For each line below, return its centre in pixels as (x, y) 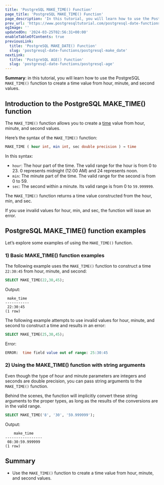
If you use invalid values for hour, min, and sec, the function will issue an (78, 210)
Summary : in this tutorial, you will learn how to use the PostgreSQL (72, 78)
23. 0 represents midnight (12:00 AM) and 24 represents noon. (75, 170)
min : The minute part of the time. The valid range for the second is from (84, 176)
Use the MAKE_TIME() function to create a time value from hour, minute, (83, 473)
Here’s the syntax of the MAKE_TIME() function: (51, 138)
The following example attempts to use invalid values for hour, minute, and (80, 320)
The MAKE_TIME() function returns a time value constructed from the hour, (79, 195)
